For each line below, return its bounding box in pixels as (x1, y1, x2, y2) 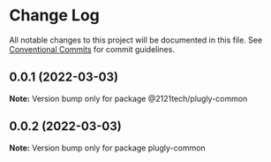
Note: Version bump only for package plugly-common (9, 143, 206, 153)
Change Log (9, 5, 100, 26)
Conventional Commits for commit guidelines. (9, 43, 175, 54)
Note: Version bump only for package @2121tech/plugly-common (9, 93, 248, 104)
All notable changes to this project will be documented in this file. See (9, 35, 263, 45)
